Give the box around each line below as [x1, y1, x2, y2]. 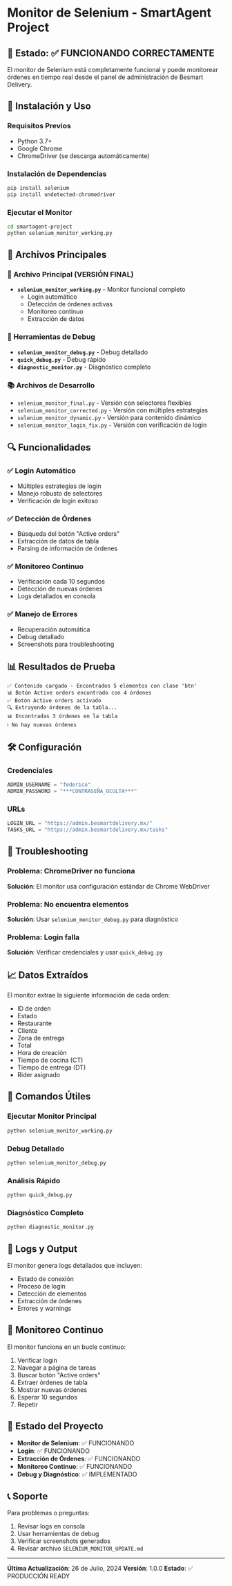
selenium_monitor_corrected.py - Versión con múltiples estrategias [17, 406, 209, 415]
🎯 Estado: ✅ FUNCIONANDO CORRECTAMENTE [7, 47, 215, 59]
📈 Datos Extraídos [7, 969, 88, 981]
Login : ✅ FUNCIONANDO [17, 1447, 90, 1455]
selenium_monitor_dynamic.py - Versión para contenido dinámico [17, 414, 202, 422]
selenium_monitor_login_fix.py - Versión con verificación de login [17, 421, 207, 429]
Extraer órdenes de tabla [17, 1378, 88, 1386]
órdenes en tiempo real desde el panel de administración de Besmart [7, 73, 204, 81]
